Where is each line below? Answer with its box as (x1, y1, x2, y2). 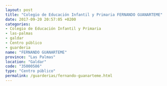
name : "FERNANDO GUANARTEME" (5, 50, 67, 55)
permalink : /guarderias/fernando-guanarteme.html (5, 73, 113, 78)
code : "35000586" (5, 64, 42, 69)
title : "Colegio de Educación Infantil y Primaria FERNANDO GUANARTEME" (5, 12, 163, 17)
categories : (5, 21, 31, 27)
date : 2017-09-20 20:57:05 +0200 (5, 17, 76, 22)
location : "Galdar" (5, 59, 47, 64)
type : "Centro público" (5, 69, 56, 74)
